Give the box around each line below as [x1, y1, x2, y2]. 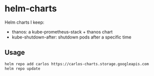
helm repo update [4, 66, 41, 71]
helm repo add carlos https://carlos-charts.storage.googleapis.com [4, 61, 149, 67]
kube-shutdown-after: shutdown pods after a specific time [11, 34, 132, 40]
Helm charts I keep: [4, 19, 45, 25]
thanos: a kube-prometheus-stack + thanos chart [11, 29, 113, 35]
